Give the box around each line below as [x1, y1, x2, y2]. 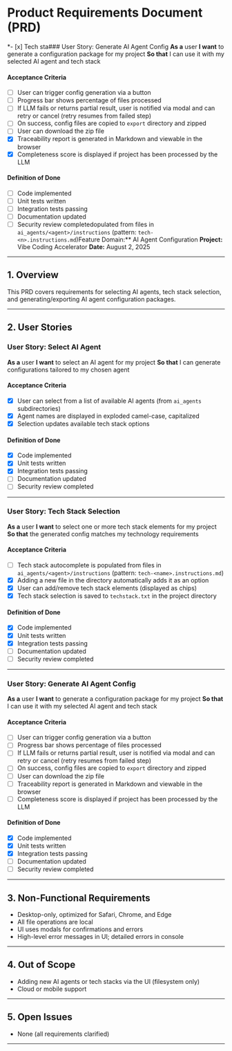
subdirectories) [17, 404, 61, 412]
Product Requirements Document [7, 5, 203, 21]
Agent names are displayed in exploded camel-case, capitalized [17, 412, 200, 420]
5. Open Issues [7, 1012, 72, 1023]
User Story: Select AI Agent [7, 342, 101, 352]
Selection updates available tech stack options [17, 419, 150, 428]
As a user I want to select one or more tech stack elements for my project [7, 522, 217, 531]
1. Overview [7, 269, 59, 281]
